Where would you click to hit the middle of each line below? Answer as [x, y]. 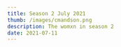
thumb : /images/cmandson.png [50, 20]
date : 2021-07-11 [33, 33]
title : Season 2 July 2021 [47, 13]
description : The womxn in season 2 [60, 26]
